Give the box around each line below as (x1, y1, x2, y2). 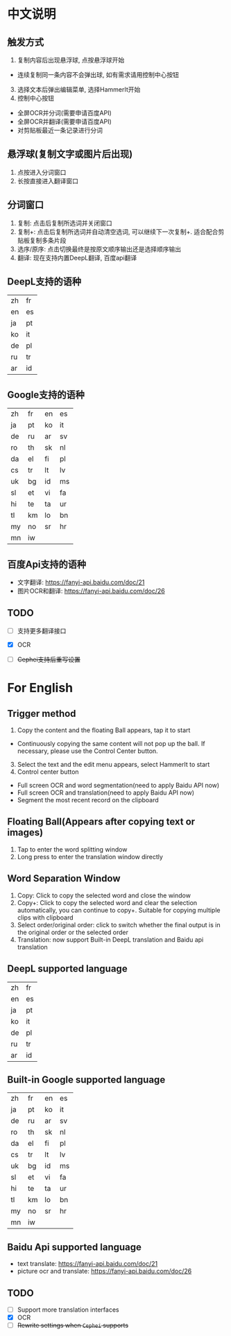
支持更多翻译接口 (17, 626, 67, 635)
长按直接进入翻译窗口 (17, 176, 78, 185)
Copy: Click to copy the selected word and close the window (17, 891, 191, 899)
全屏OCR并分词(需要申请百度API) (17, 109, 112, 117)
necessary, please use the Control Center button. (17, 747, 158, 755)
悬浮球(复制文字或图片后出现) (7, 149, 133, 160)
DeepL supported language (7, 963, 128, 975)
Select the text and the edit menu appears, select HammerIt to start (17, 761, 210, 769)
